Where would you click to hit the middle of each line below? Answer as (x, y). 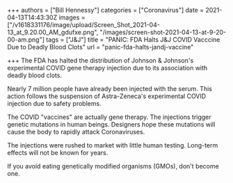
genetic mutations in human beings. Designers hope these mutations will (111, 124)
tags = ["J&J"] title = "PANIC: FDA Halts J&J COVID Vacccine (133, 40)
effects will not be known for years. (58, 153)
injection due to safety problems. (55, 103)
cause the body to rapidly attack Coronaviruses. (76, 132)
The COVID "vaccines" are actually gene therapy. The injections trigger (109, 117)
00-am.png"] (26, 40)
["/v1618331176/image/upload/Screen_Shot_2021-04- (83, 25)
